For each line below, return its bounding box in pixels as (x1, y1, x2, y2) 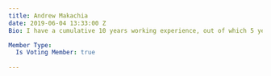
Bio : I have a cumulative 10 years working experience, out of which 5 (8, 26, 254, 34)
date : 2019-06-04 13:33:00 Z (8, 19, 106, 27)
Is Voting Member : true (15, 49, 95, 57)
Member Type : (8, 41, 52, 49)
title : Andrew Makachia (8, 11, 89, 20)
